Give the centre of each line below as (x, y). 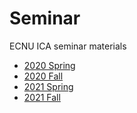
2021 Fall (42, 97)
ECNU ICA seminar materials (68, 46)
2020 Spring (49, 65)
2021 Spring (48, 86)
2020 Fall (43, 76)
